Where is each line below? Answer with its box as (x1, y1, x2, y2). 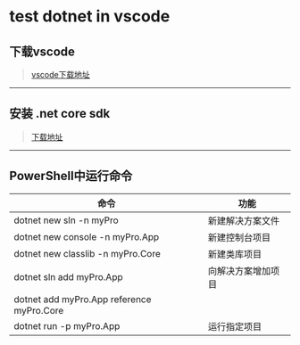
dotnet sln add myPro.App (13, 270, 123, 283)
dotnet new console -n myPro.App (13, 230, 160, 242)
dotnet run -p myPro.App (13, 319, 121, 332)
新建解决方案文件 (207, 214, 279, 226)
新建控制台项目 (207, 231, 271, 243)
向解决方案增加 (207, 265, 271, 277)
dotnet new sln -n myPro (13, 214, 119, 226)
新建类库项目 (207, 248, 262, 260)
